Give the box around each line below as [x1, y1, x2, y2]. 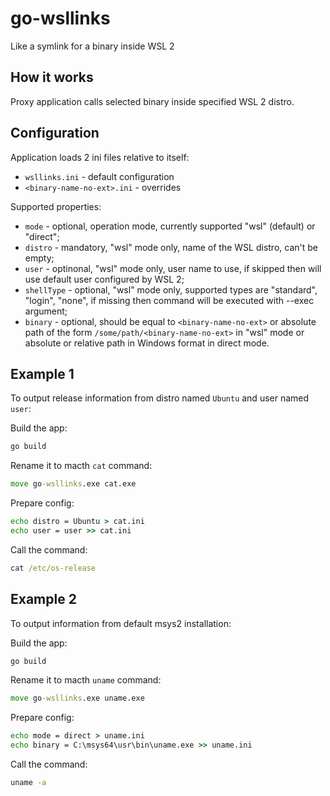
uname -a [10, 778, 47, 788]
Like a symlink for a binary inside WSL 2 [10, 40, 175, 52]
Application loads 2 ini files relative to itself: [10, 151, 190, 163]
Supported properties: [10, 200, 102, 212]
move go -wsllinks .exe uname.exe [10, 693, 145, 704]
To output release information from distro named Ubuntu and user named [10, 392, 310, 404]
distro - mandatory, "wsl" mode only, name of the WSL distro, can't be [24, 241, 318, 253]
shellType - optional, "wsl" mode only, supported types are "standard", [24, 283, 318, 296]
